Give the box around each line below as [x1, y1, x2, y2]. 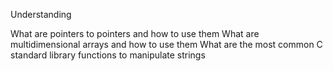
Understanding [10, 9, 72, 20]
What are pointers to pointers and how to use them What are [10, 28, 260, 39]
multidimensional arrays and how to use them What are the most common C [10, 39, 323, 50]
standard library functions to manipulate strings [10, 49, 206, 61]
